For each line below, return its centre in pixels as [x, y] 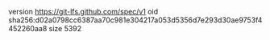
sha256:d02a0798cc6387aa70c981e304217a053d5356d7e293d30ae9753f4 [135, 20]
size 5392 [65, 28]
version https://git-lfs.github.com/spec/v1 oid [83, 12]
